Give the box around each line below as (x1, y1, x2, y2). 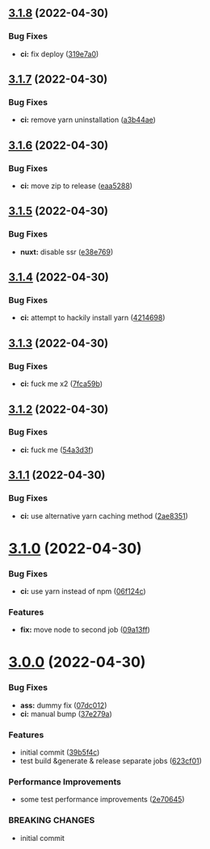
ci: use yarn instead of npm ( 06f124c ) (19, 586, 147, 596)
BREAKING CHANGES (8, 815, 95, 826)
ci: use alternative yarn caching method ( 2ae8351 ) (19, 511, 188, 520)
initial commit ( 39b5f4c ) (19, 747, 100, 758)
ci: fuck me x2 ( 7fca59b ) (19, 379, 103, 389)
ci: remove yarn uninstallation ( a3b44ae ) (19, 115, 156, 124)
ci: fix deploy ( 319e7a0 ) (19, 48, 99, 59)
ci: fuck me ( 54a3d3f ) (19, 444, 94, 455)
